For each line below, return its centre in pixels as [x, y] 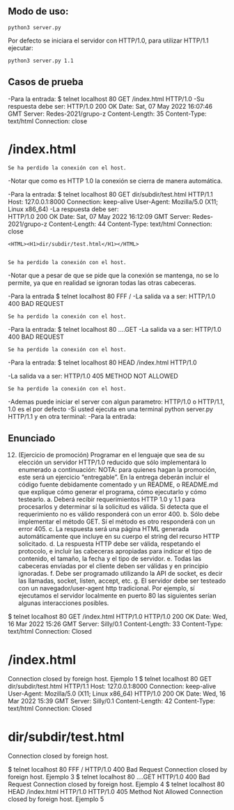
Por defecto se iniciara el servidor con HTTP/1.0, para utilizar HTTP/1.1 [108, 40]
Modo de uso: [38, 12]
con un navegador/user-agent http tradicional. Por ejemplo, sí [106, 588]
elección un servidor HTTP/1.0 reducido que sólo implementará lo [112, 462]
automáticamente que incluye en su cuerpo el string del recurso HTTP [119, 537]
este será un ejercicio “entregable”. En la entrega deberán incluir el [114, 477]
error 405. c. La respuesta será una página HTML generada [103, 529]
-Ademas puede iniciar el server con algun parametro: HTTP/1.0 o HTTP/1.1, [116, 402]
